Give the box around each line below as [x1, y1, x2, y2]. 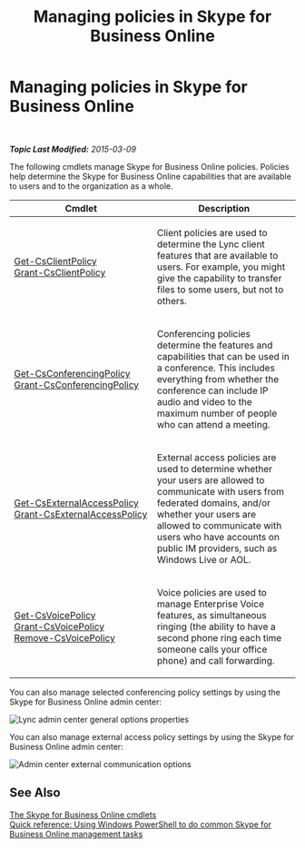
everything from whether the [157, 372, 280, 385]
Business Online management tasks [9, 828, 143, 839]
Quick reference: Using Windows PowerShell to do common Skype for [9, 819, 272, 830]
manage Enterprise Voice [157, 597, 265, 610]
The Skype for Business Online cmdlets [9, 809, 157, 820]
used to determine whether [157, 462, 272, 475]
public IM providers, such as [157, 542, 278, 555]
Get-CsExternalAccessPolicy [14, 497, 139, 509]
